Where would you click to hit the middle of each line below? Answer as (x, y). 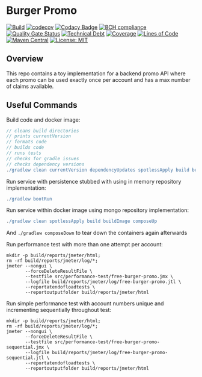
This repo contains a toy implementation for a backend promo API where (96, 73)
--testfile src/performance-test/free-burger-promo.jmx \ (99, 277)
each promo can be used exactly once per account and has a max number (98, 79)
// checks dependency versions (45, 164)
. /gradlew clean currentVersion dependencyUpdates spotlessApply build (98, 170)
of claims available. (30, 86)
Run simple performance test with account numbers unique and (85, 304)
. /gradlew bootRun (29, 199)
